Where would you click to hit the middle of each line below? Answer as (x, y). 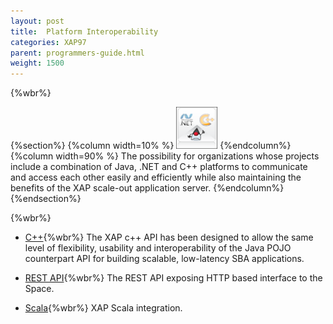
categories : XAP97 (48, 42)
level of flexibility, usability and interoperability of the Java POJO (158, 248)
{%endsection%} (46, 199)
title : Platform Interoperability (84, 31)
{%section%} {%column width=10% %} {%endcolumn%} (151, 146)
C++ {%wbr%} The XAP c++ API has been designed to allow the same (169, 237)
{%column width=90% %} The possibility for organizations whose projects (165, 156)
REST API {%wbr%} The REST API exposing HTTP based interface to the (173, 278)
